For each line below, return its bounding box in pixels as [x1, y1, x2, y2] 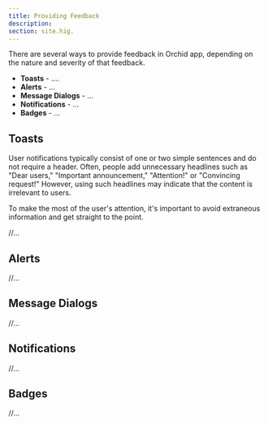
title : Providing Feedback [8, 11, 100, 20]
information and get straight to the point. [8, 212, 144, 222]
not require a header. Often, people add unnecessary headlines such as [8, 162, 249, 171]
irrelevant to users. [8, 188, 71, 197]
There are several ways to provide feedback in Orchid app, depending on [8, 50, 253, 59]
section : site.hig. [8, 27, 75, 35]
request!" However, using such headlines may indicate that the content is [8, 180, 253, 189]
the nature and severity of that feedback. [8, 58, 145, 67]
